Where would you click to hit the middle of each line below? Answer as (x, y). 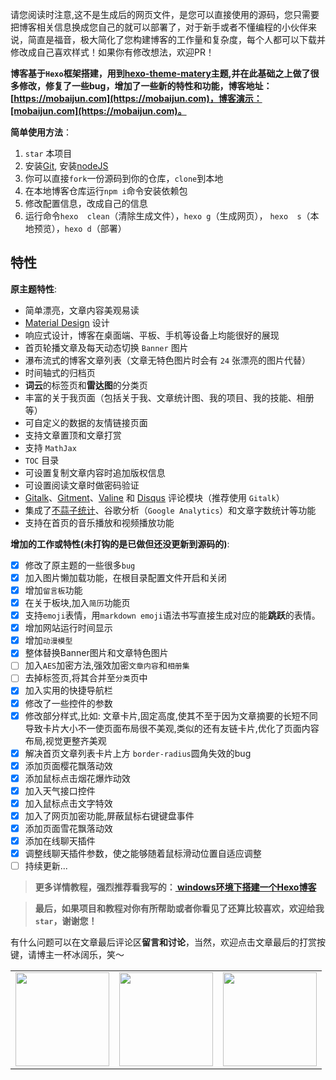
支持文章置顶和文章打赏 (73, 435)
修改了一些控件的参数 (68, 703)
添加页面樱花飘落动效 (68, 765)
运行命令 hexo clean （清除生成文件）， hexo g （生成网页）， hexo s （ (167, 216)
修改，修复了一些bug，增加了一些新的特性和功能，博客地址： (145, 86)
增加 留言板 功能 (53, 590)
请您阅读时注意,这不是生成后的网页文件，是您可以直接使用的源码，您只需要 (165, 14)
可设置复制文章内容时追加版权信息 (95, 472)
